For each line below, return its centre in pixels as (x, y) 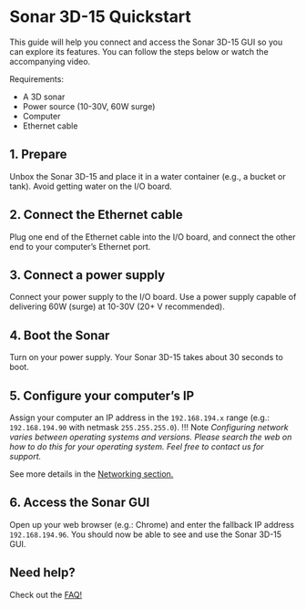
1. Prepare (38, 155)
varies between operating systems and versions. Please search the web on (151, 437)
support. (25, 456)
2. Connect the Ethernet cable (97, 215)
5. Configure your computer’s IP (102, 395)
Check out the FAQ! (46, 594)
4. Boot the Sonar (60, 335)
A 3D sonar (44, 97)
